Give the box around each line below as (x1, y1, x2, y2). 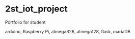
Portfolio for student (5, 19, 46, 25)
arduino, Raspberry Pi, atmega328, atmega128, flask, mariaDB (5, 28, 131, 34)
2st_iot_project (5, 3, 68, 14)
